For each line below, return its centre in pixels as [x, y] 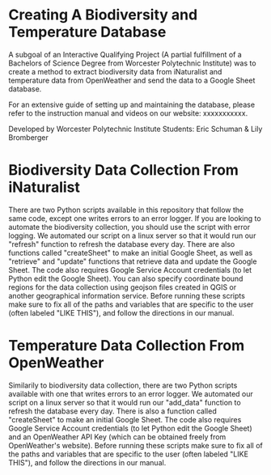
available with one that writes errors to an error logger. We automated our [131, 393]
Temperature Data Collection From [127, 346]
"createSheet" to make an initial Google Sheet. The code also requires [125, 419]
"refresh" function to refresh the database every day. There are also [122, 244]
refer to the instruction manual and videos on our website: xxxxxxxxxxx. [128, 113]
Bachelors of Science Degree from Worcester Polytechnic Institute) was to [132, 63]
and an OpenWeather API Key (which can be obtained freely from [117, 437]
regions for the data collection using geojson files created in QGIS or [123, 287]
